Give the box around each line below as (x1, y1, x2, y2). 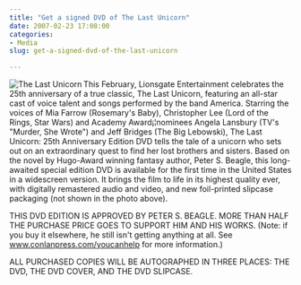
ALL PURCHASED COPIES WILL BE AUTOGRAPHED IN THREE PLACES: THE (9, 256, 290, 267)
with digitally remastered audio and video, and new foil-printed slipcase (9, 184, 273, 194)
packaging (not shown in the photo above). (9, 194, 168, 204)
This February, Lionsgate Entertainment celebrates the (83, 79, 284, 90)
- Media (9, 38, 39, 47)
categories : (9, 30, 54, 39)
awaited (9, 165, 39, 176)
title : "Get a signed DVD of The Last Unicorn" (9, 13, 191, 22)
